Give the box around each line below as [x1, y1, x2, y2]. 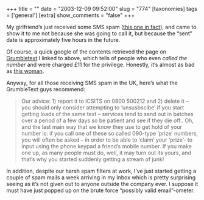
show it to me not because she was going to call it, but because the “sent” [6, 30, 193, 37]
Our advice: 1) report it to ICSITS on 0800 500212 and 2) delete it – [21, 97, 189, 105]
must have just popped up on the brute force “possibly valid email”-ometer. [6, 187, 195, 194]
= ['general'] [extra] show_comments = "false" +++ [6, 12, 135, 19]
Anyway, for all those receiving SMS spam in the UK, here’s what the [6, 79, 178, 86]
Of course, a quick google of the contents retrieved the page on [6, 48, 166, 55]
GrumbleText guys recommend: [6, 86, 85, 93]
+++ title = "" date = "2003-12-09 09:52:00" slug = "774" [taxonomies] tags [6, 5, 198, 12]
